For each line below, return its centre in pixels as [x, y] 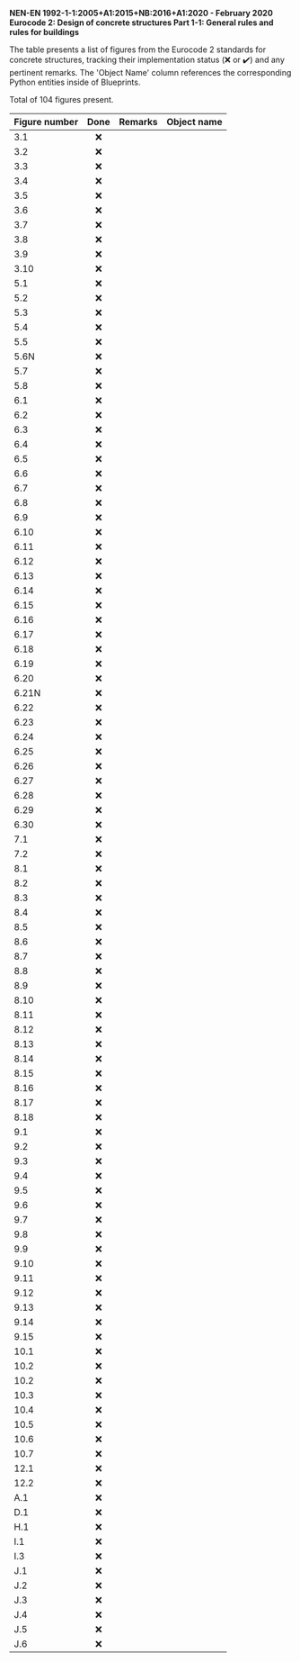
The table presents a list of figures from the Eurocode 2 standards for [138, 50]
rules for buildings [44, 32]
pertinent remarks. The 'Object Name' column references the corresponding [150, 72]
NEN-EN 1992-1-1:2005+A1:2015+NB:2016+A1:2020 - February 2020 [141, 13]
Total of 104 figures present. [62, 99]
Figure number [46, 122]
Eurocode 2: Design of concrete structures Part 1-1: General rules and [141, 23]
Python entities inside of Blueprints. [75, 82]
